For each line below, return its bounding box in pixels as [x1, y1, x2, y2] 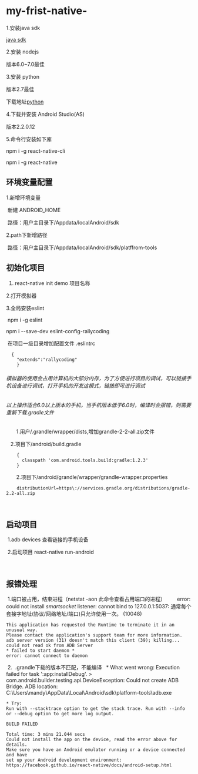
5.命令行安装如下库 [6, 135, 52, 142]
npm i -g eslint [7, 316, 43, 323]
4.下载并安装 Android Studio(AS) [6, 110, 85, 118]
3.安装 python [6, 73, 40, 80]
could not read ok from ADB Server [6, 642, 93, 648]
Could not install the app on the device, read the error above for [6, 736, 177, 742]
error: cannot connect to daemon [6, 653, 88, 659]
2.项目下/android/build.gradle [10, 441, 82, 448]
